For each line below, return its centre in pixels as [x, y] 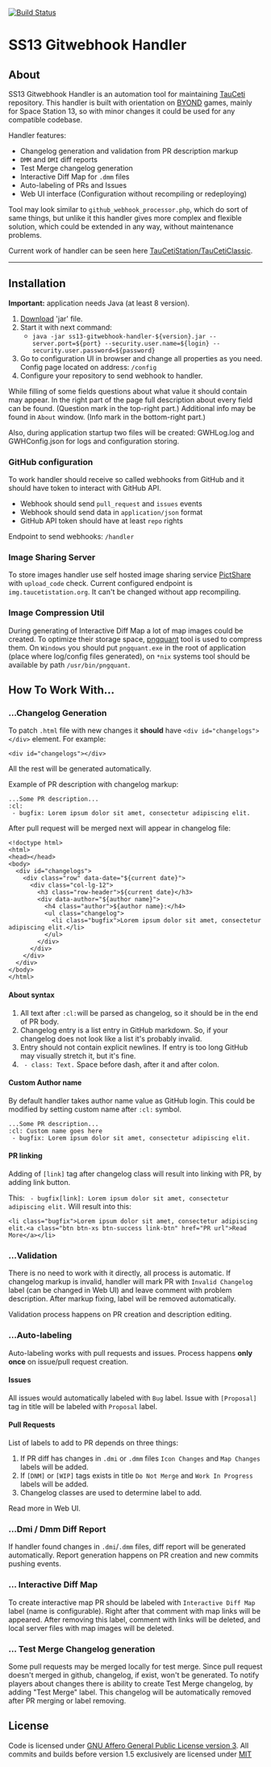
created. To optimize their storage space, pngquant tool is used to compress [135, 639]
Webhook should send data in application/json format [111, 513]
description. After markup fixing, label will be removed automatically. [122, 1299]
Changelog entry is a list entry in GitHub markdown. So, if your [124, 1030]
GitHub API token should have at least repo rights [102, 521]
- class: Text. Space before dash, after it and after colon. [121, 1064]
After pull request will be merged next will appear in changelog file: [120, 828]
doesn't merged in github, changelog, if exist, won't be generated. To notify [134, 1675]
